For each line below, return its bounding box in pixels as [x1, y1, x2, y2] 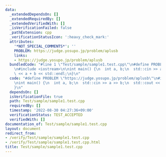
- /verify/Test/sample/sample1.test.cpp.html [5, 140, 100, 145]
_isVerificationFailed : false [9, 26, 72, 31]
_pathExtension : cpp [9, 30, 52, 35]
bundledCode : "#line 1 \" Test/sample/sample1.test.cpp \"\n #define [9, 62, 149, 67]
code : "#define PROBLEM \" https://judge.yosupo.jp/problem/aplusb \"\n [9, 76, 158, 81]
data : [5, 7, 16, 12]
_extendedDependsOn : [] [9, 12, 58, 17]
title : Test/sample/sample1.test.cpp [5, 145, 83, 150]
